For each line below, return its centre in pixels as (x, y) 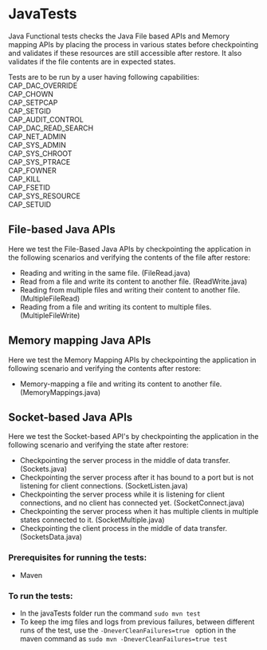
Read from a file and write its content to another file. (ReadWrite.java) (133, 281)
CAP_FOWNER (33, 170)
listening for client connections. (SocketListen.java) (104, 486)
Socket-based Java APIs (71, 417)
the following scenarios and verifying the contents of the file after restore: (130, 257)
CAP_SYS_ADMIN (37, 145)
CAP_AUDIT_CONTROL (46, 119)
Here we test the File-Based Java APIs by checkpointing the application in (130, 249)
